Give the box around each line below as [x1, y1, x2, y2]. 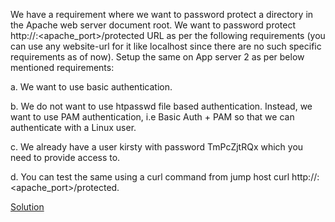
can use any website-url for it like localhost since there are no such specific [10, 40, 322, 52]
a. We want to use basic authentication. [10, 81, 173, 93]
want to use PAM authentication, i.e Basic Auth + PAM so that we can [10, 111, 295, 123]
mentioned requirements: [10, 62, 115, 73]
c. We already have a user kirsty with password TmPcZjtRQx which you [10, 141, 304, 153]
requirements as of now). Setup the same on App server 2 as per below [10, 51, 305, 63]
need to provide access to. [10, 152, 121, 163]
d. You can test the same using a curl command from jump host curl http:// [10, 171, 318, 183]
